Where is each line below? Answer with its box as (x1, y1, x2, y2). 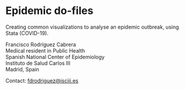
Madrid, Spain (5, 65, 39, 72)
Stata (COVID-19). (5, 29, 49, 36)
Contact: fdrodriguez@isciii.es (5, 77, 78, 84)
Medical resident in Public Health (5, 47, 85, 54)
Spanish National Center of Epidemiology (5, 53, 105, 60)
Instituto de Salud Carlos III (5, 60, 71, 67)
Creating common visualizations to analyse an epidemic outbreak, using (5, 23, 179, 30)
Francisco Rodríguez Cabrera (5, 41, 77, 48)
